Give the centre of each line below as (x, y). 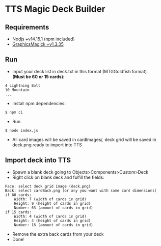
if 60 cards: (18, 195)
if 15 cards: (18, 212)
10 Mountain (17, 90)
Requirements (27, 27)
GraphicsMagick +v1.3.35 (38, 44)
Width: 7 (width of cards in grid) (50, 199)
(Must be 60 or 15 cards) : (38, 77)
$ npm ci (14, 112)
